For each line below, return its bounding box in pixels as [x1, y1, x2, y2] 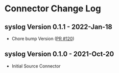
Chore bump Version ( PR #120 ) [11, 36, 74, 41]
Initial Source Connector [11, 63, 61, 69]
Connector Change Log [4, 3, 101, 14]
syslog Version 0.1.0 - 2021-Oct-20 [4, 50, 114, 58]
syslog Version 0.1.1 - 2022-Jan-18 [4, 23, 113, 31]
